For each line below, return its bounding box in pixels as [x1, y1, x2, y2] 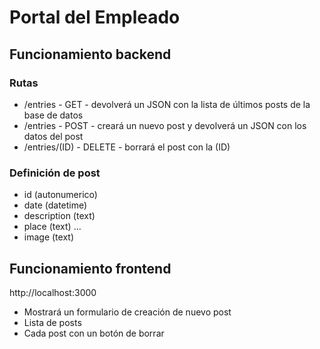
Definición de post [9, 166, 101, 180]
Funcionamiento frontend [9, 260, 172, 277]
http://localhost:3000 [9, 286, 97, 298]
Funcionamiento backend [9, 46, 172, 63]
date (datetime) [23, 199, 88, 211]
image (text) [23, 231, 74, 243]
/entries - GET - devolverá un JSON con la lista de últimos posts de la [23, 98, 311, 110]
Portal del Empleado [9, 6, 181, 29]
